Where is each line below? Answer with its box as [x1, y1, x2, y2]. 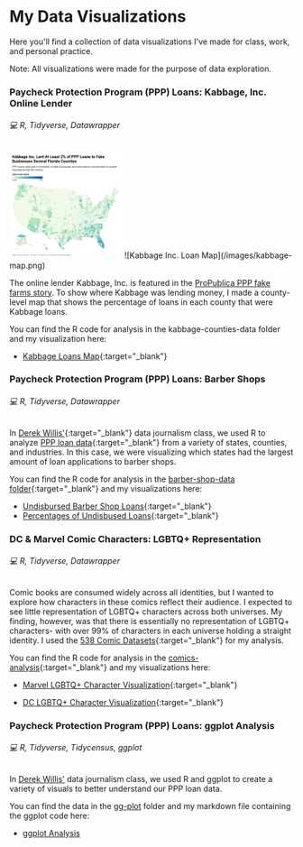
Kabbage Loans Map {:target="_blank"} [22, 350, 168, 362]
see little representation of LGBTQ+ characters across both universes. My [9, 606, 283, 617]
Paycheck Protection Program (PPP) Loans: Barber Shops [9, 373, 266, 385]
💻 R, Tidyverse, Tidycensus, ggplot [9, 742, 142, 753]
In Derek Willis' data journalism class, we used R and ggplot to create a [9, 773, 273, 784]
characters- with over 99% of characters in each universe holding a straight [9, 625, 291, 636]
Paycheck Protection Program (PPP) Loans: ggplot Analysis [9, 719, 275, 732]
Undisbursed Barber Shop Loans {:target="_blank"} [22, 501, 212, 511]
